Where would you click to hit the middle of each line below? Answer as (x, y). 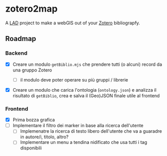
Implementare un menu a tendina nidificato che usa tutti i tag (83, 142)
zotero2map (31, 9)
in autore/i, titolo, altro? (44, 137)
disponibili (31, 148)
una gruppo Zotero (32, 70)
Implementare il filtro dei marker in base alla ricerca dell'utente (78, 126)
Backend (16, 53)
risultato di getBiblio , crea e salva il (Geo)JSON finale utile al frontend (86, 95)
